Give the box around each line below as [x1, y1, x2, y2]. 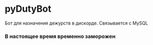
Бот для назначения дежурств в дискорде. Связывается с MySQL [5, 20, 148, 26]
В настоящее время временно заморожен [5, 33, 116, 40]
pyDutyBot [5, 3, 52, 15]
